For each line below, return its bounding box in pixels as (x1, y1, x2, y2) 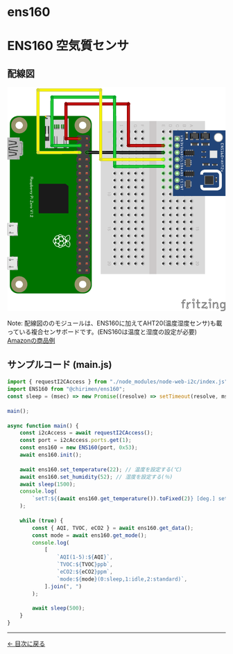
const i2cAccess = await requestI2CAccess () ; (19, 430, 154, 436)
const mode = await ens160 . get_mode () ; (32, 531, 148, 539)
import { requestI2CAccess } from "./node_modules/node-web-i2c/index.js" (7, 378, 228, 385)
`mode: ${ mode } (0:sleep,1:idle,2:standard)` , (56, 576, 188, 583)
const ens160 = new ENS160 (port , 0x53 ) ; (19, 444, 138, 451)
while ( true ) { (19, 517, 64, 524)
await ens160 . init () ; (19, 452, 82, 459)
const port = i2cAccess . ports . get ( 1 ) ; (19, 437, 132, 444)
